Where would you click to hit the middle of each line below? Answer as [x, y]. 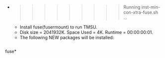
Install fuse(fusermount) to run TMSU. [58, 27]
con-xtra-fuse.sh [141, 12]
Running [132, 7]
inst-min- [151, 7]
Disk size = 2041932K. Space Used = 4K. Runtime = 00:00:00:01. [86, 32]
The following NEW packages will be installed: [67, 37]
